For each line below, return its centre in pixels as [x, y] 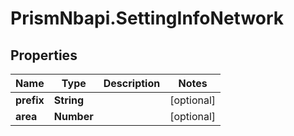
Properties [44, 55]
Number [73, 116]
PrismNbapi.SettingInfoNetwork [147, 18]
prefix [30, 100]
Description [132, 83]
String [69, 100]
